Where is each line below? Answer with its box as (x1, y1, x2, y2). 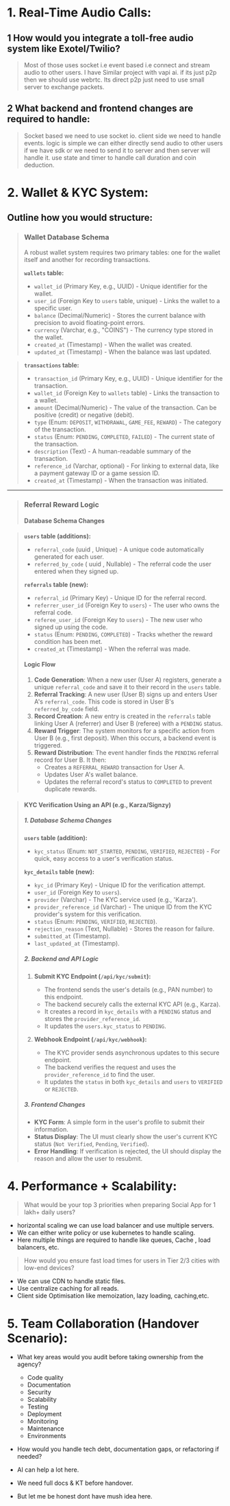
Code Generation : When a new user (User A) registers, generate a (34, 676, 222, 684)
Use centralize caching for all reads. (16, 1284, 119, 1293)
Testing (27, 1402, 49, 1411)
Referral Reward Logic (23, 499, 99, 509)
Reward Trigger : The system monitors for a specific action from (34, 727, 215, 735)
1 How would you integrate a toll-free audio (7, 32, 194, 44)
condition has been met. (34, 637, 103, 645)
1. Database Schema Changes (23, 816, 112, 824)
